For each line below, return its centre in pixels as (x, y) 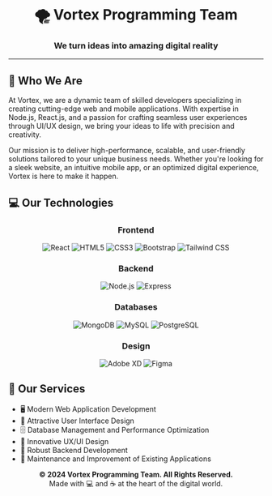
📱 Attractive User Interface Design (77, 421)
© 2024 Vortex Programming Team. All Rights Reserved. (136, 474)
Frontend (136, 229)
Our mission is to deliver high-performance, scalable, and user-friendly (127, 151)
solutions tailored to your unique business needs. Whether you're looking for (136, 159)
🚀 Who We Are (45, 81)
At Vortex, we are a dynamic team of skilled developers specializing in (125, 100)
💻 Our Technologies (61, 203)
